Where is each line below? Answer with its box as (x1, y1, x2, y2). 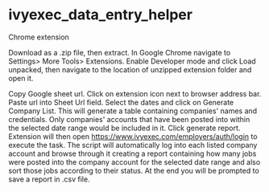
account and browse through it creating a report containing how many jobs (8, 149, 257, 158)
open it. (8, 73, 34, 83)
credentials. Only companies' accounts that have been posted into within (8, 114, 250, 124)
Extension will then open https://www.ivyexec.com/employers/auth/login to (8, 131, 258, 141)
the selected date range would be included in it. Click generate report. (8, 123, 241, 133)
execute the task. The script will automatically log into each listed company (8, 140, 258, 149)
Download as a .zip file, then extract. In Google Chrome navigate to (8, 47, 231, 57)
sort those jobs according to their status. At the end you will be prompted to (8, 165, 259, 175)
